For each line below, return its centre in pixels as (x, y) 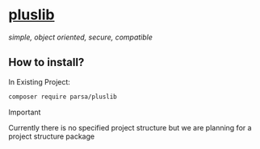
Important (25, 112)
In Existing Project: (40, 81)
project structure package (52, 136)
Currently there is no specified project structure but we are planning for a (130, 127)
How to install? (46, 62)
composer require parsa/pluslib (63, 97)
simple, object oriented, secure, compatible (81, 37)
